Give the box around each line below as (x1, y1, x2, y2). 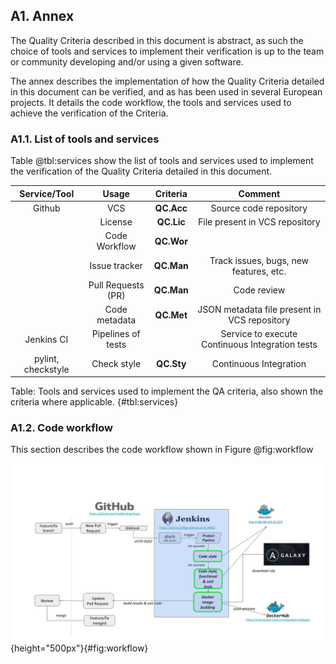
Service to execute (220, 328, 298, 340)
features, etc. (231, 265, 287, 277)
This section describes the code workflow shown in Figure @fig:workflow (10, 444, 314, 456)
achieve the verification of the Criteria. (10, 107, 169, 119)
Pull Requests (88, 279, 145, 291)
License (99, 216, 133, 228)
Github (33, 202, 61, 214)
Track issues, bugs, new (209, 254, 310, 266)
